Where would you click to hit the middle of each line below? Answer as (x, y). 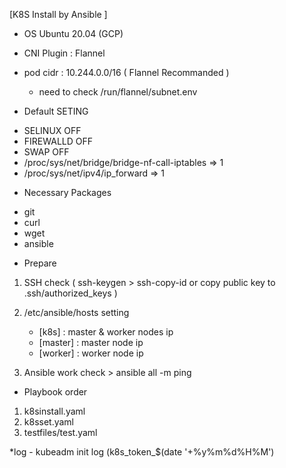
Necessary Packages (67, 192)
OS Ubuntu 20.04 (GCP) (73, 33)
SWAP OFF (46, 152)
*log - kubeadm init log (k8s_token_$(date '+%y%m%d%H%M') (142, 452)
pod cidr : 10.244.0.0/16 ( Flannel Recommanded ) (126, 72)
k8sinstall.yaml (54, 411)
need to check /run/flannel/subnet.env (118, 92)
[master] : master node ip (91, 342)
